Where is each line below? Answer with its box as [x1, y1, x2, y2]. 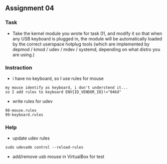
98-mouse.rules [5, 107, 37, 113]
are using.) [12, 51, 35, 57]
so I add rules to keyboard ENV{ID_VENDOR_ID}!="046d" [5, 89, 122, 94]
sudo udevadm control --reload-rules [5, 145, 84, 150]
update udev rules [12, 135, 50, 141]
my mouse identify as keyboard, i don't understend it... [5, 85, 128, 90]
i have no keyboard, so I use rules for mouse [12, 75, 104, 81]
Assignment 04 [5, 4, 54, 12]
